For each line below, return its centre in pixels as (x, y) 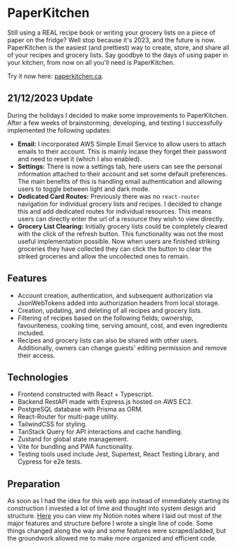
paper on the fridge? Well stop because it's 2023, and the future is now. (112, 39)
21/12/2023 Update (50, 98)
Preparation (34, 484)
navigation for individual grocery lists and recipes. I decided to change (120, 204)
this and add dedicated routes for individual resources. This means (114, 211)
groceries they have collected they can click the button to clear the (115, 249)
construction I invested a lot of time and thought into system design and (112, 508)
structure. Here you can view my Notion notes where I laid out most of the (114, 516)
